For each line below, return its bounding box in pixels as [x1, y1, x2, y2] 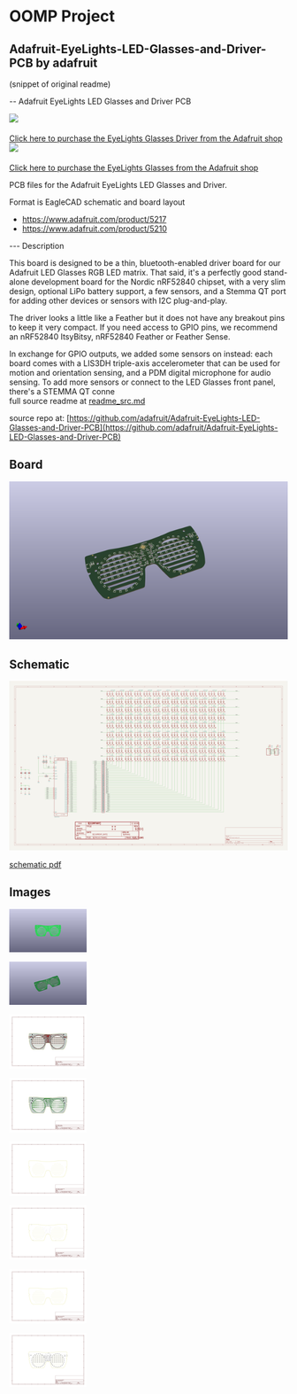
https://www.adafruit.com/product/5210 [21, 223, 168, 234]
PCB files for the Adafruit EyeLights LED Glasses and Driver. [9, 180, 227, 190]
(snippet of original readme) [9, 79, 111, 90]
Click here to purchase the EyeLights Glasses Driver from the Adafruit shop [9, 133, 283, 144]
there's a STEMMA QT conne [9, 386, 115, 396]
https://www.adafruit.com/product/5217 [21, 214, 167, 224]
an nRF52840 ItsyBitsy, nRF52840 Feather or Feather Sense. [9, 331, 231, 342]
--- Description [9, 241, 65, 251]
